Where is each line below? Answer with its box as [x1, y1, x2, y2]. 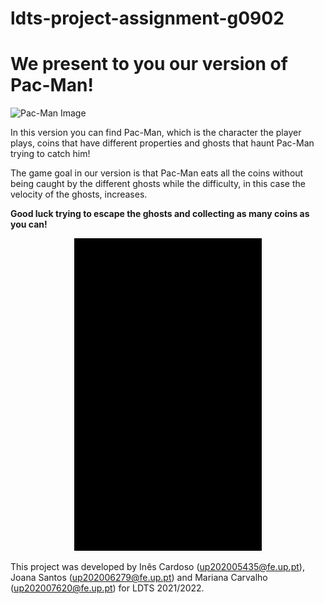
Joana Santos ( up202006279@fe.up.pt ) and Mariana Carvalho [10, 572, 268, 584]
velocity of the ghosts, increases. [10, 188, 148, 201]
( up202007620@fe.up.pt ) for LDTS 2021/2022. [10, 582, 205, 594]
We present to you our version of [10, 53, 288, 76]
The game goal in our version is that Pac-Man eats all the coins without [10, 167, 304, 179]
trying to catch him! [10, 148, 91, 160]
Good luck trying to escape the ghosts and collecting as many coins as [10, 208, 310, 220]
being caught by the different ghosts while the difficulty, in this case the [10, 178, 306, 190]
